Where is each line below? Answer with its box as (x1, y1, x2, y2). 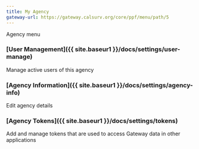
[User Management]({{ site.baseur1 (6, 45, 111, 53)
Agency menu (6, 30, 41, 37)
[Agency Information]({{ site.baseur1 (6, 81, 116, 89)
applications (6, 137, 36, 144)
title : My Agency (6, 8, 49, 15)
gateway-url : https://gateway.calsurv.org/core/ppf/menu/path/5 (6, 14, 169, 20)
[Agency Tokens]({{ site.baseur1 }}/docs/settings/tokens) (6, 117, 178, 125)
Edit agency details (6, 102, 53, 109)
